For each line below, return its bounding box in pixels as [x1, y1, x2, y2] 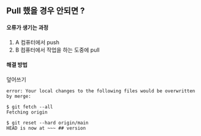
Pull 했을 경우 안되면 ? [6, 5, 85, 16]
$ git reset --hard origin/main [6, 120, 89, 126]
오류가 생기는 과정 [6, 24, 49, 31]
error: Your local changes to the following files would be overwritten [6, 87, 196, 94]
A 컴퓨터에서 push [15, 38, 60, 46]
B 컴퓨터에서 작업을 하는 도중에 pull [15, 46, 100, 53]
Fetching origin [6, 109, 48, 115]
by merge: [6, 93, 32, 99]
